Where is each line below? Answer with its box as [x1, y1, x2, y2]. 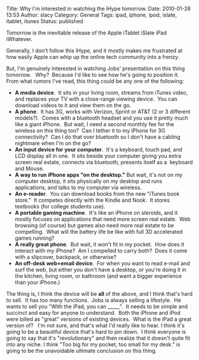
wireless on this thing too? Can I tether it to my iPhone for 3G [14, 127, 165, 134]
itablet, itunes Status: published [6, 18, 83, 24]
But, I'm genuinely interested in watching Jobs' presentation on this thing [6, 65, 185, 72]
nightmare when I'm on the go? [14, 140, 91, 146]
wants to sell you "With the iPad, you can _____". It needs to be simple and [6, 303, 188, 310]
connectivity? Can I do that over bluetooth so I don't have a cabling [14, 133, 181, 140]
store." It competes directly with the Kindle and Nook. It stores [14, 196, 170, 204]
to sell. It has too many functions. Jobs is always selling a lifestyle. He [6, 297, 181, 303]
